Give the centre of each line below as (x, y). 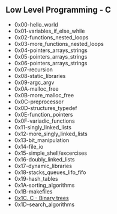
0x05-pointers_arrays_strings (51, 56)
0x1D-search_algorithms (44, 204)
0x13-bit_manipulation (42, 140)
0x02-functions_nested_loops (51, 37)
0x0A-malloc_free (36, 89)
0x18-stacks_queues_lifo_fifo (50, 172)
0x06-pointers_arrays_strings (51, 63)
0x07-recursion (34, 70)
